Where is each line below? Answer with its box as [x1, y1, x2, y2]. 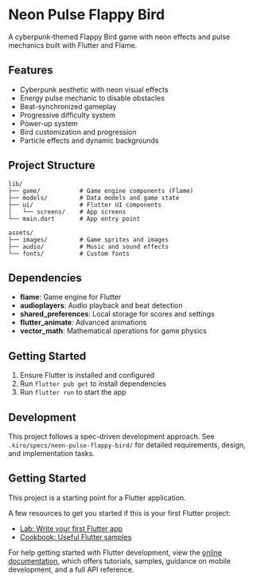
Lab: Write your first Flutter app [19, 524, 123, 533]
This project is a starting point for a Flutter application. [8, 493, 186, 502]
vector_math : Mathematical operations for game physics [19, 326, 207, 336]
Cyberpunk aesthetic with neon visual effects [19, 85, 169, 94]
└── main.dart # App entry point [8, 214, 141, 222]
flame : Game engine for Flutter [19, 293, 122, 302]
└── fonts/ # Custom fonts [8, 250, 130, 258]
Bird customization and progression [19, 127, 137, 136]
